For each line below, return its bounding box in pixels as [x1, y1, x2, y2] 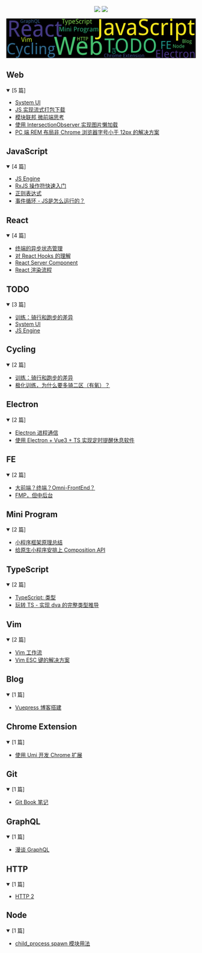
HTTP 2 [14, 893, 34, 900]
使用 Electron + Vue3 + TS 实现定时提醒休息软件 [14, 436, 135, 443]
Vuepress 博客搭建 [14, 703, 62, 711]
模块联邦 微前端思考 [14, 113, 64, 121]
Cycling [6, 344, 36, 355]
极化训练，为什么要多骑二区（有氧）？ [14, 381, 110, 388]
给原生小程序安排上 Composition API [14, 546, 106, 554]
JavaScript [6, 147, 48, 157]
